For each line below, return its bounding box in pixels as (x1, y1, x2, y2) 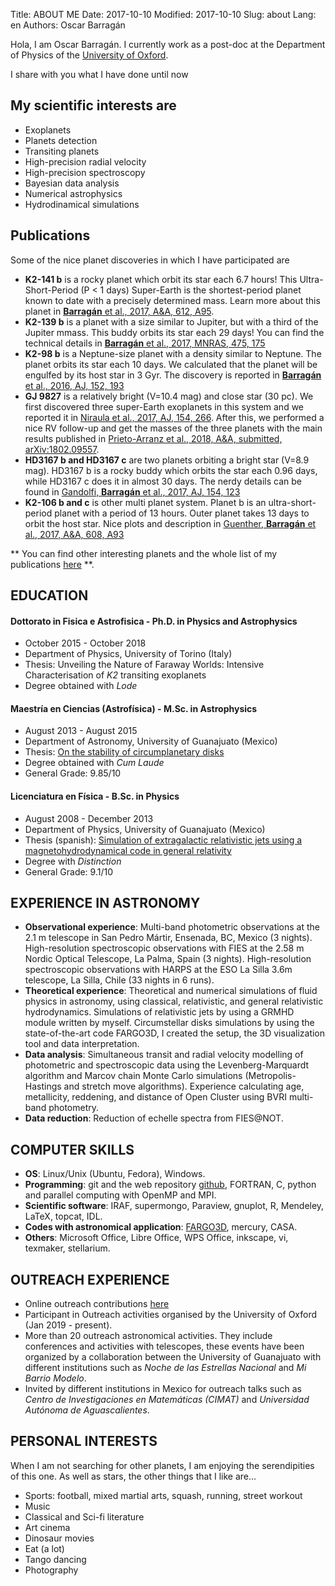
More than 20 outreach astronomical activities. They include (24, 1330, 273, 1342)
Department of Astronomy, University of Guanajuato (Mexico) (24, 735, 278, 748)
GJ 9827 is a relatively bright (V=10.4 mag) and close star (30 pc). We (24, 390, 314, 402)
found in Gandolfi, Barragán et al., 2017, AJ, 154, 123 (24, 485, 241, 498)
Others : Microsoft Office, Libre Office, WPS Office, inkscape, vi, (24, 1232, 289, 1244)
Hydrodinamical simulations (24, 198, 140, 210)
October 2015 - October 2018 (24, 637, 147, 649)
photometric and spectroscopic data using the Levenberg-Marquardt (24, 1059, 310, 1071)
